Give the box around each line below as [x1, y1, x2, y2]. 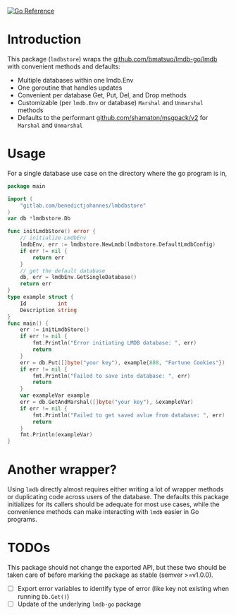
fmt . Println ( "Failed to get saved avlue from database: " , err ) [32, 412, 225, 419]
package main [7, 182, 46, 190]
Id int [20, 300, 68, 307]
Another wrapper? [7, 462, 118, 478]
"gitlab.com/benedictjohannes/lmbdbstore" [20, 202, 147, 209]
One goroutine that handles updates [17, 83, 123, 92]
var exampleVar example [20, 392, 90, 399]
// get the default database [20, 267, 106, 275]
